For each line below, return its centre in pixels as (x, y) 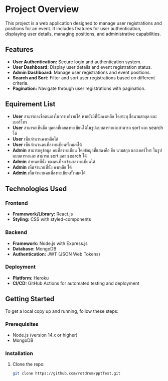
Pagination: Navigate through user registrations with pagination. (79, 88)
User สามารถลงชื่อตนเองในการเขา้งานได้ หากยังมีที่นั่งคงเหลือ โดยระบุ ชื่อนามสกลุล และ (85, 116)
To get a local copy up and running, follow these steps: (62, 311)
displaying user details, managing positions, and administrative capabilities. (83, 34)
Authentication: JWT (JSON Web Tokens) (56, 254)
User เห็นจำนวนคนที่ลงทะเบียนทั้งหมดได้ (47, 145)
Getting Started (30, 299)
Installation (19, 353)
